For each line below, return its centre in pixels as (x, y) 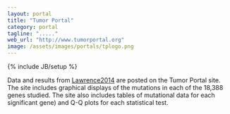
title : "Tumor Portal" (41, 20)
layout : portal (30, 14)
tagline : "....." (33, 33)
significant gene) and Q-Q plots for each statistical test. (88, 102)
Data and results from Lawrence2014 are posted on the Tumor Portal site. (114, 80)
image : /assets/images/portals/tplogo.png (71, 46)
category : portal (33, 27)
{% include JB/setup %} (42, 66)
